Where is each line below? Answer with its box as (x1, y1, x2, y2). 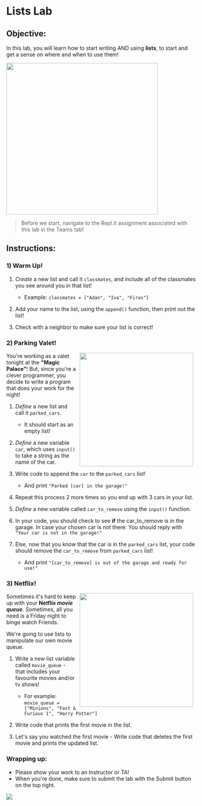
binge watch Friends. (6, 619, 59, 626)
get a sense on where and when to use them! (6, 51, 119, 58)
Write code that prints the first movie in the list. (15, 721, 132, 728)
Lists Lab (6, 4, 53, 18)
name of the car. (15, 458, 56, 465)
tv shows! (15, 681, 40, 688)
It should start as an (24, 421, 74, 428)
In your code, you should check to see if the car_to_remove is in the (15, 517, 184, 524)
